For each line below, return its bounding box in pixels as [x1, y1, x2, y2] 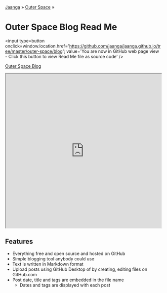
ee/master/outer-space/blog [5, 48, 63, 54]
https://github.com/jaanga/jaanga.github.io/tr [69, 43, 161, 49]
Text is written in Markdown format [12, 261, 84, 267]
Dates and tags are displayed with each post [19, 282, 110, 288]
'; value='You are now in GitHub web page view [62, 48, 160, 54]
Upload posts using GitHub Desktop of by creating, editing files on [12, 266, 147, 272]
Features [5, 237, 33, 246]
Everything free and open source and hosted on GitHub [12, 251, 125, 256]
